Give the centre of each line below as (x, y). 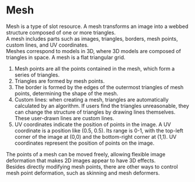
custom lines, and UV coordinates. (47, 45)
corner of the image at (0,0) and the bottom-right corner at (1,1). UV (95, 136)
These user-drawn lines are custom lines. (65, 118)
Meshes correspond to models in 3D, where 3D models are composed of (93, 51)
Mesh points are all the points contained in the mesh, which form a (95, 68)
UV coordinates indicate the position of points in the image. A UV (93, 124)
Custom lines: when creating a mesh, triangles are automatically (91, 99)
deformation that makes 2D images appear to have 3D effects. (81, 160)
